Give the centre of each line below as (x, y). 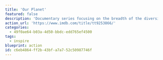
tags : (10, 37)
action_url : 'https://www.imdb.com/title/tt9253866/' (61, 23)
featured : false (21, 14)
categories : (17, 28)
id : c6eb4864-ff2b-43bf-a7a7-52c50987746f (49, 50)
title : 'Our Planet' (26, 9)
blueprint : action (24, 45)
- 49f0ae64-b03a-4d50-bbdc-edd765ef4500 (51, 32)
